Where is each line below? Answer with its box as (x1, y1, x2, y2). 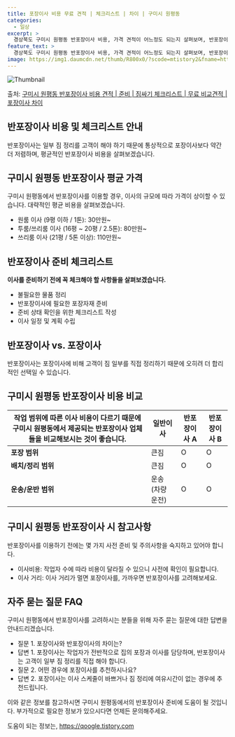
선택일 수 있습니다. (20, 368, 71, 376)
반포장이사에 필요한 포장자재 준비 (17, 299, 108, 308)
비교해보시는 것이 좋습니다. (43, 434, 127, 444)
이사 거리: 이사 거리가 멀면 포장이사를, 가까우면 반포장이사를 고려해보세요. (17, 573, 218, 582)
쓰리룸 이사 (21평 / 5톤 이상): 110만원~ (17, 233, 122, 242)
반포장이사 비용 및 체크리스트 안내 (7, 121, 143, 133)
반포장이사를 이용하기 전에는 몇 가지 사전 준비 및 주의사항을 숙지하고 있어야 (7, 541, 211, 549)
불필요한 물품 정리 (17, 290, 66, 299)
